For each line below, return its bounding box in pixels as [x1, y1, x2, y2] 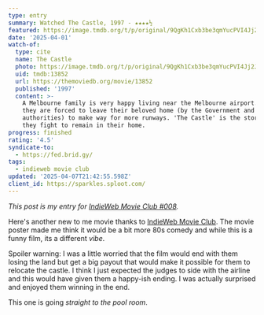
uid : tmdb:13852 [15, 70, 68, 78]
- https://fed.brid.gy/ [15, 150, 93, 158]
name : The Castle [15, 56, 72, 64]
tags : [8, 158, 26, 166]
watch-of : [8, 41, 41, 49]
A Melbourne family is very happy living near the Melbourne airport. [22, 99, 258, 107]
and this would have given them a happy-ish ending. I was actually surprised [8, 273, 256, 283]
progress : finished [8, 128, 72, 136]
